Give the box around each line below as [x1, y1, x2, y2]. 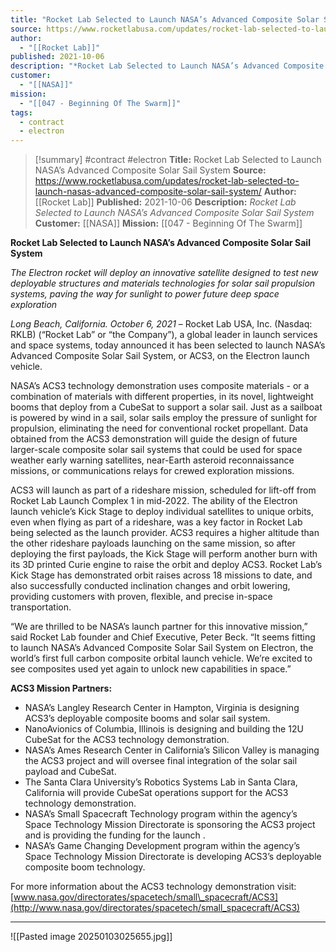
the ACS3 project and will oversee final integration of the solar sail [24, 755, 298, 767]
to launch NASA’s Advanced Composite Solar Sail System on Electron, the [10, 642, 314, 654]
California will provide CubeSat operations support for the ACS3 [24, 787, 289, 799]
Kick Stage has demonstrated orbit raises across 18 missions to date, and [10, 569, 313, 581]
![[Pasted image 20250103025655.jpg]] [10, 931, 173, 943]
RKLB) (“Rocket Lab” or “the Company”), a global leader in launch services [10, 329, 318, 341]
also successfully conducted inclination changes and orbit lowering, [10, 580, 291, 592]
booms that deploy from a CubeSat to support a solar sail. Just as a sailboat [10, 401, 323, 413]
